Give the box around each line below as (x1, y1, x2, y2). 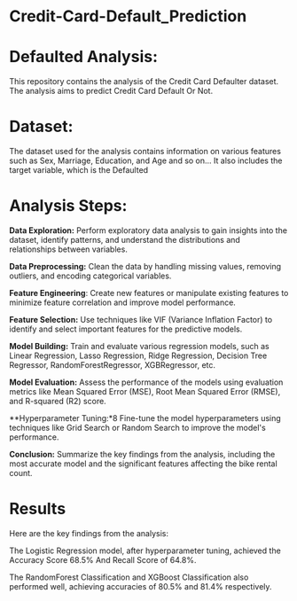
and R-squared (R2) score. (9, 396, 106, 406)
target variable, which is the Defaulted (9, 165, 149, 176)
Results (9, 499, 66, 519)
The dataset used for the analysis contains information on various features (9, 146, 282, 157)
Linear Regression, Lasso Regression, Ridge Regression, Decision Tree (9, 350, 268, 361)
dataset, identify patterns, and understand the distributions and (9, 235, 241, 245)
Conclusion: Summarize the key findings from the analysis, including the (9, 449, 276, 459)
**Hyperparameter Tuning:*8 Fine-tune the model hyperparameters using (9, 413, 281, 423)
